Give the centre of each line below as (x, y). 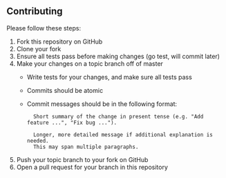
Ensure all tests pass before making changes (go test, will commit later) (118, 56)
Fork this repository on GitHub (59, 42)
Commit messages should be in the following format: (102, 104)
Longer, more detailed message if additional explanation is (123, 134)
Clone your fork (39, 48)
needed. (38, 141)
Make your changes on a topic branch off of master (90, 63)
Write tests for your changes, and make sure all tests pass (110, 77)
